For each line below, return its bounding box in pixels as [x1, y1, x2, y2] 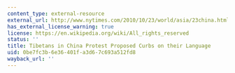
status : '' [7, 36, 39, 43]
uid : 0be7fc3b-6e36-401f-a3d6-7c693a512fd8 [7, 49, 136, 56]
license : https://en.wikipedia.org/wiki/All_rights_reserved [7, 29, 190, 37]
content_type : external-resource [7, 10, 105, 17]
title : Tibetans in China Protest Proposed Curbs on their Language [7, 42, 211, 49]
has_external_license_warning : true [7, 23, 114, 30]
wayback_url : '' [7, 56, 55, 63]
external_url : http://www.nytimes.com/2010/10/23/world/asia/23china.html [7, 17, 230, 24]
